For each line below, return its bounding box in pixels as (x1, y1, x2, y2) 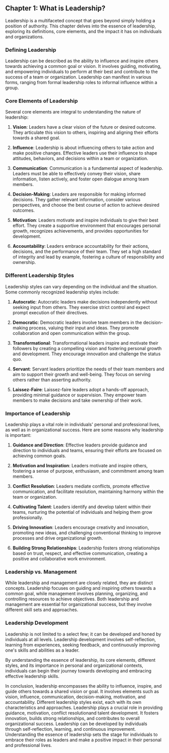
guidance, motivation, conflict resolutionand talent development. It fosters (5, 709, 159, 716)
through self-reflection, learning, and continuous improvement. (5, 726, 136, 732)
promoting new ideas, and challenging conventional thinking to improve (12, 530, 161, 536)
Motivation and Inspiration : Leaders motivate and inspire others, (12, 463, 148, 468)
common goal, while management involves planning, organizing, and (5, 590, 148, 597)
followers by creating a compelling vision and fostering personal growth (12, 345, 162, 351)
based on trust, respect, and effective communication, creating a (12, 550, 148, 556)
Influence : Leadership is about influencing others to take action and (12, 144, 154, 151)
